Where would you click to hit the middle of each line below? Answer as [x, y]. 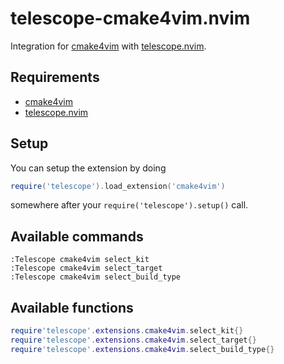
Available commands [77, 236]
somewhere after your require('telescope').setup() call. [129, 205]
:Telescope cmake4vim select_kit [80, 260]
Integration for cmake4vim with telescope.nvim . [108, 46]
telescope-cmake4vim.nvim [130, 18]
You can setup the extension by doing [88, 168]
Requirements [55, 77]
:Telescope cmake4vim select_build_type [96, 277]
